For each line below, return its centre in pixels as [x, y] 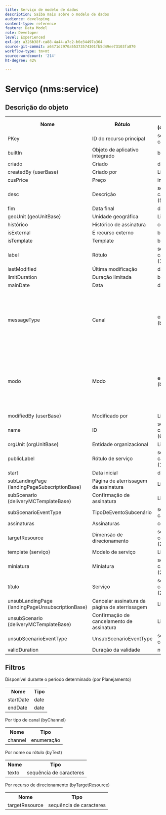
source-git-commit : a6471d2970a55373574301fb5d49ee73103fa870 [70, 47]
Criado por [104, 172]
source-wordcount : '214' [31, 56]
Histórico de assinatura [119, 225]
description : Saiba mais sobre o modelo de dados [57, 14]
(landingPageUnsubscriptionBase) [47, 607]
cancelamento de [112, 621]
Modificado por [110, 416]
